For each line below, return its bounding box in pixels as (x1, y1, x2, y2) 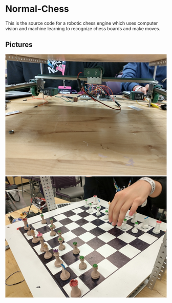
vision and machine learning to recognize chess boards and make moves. (5, 25, 161, 31)
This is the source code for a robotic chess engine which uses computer (5, 20, 158, 26)
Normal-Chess (5, 3, 69, 15)
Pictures (5, 41, 33, 49)
